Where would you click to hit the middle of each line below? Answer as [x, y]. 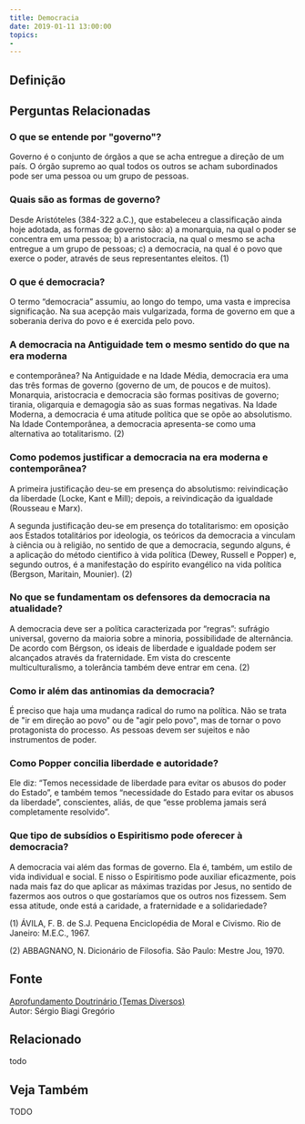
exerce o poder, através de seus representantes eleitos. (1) [119, 258]
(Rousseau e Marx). [46, 508]
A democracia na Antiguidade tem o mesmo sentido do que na [149, 344]
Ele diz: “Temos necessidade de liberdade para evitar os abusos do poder [148, 783]
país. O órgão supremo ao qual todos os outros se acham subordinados [144, 167]
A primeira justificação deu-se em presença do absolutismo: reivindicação [149, 489]
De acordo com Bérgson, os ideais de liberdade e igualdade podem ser [143, 648]
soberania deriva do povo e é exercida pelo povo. [102, 320]
